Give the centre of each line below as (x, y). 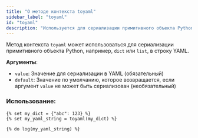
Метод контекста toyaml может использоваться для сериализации (90, 45)
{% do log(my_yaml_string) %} (43, 129)
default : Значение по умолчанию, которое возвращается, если (95, 80)
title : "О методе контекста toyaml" (51, 11)
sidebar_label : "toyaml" (37, 17)
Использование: (31, 102)
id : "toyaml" (22, 22)
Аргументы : (22, 62)
